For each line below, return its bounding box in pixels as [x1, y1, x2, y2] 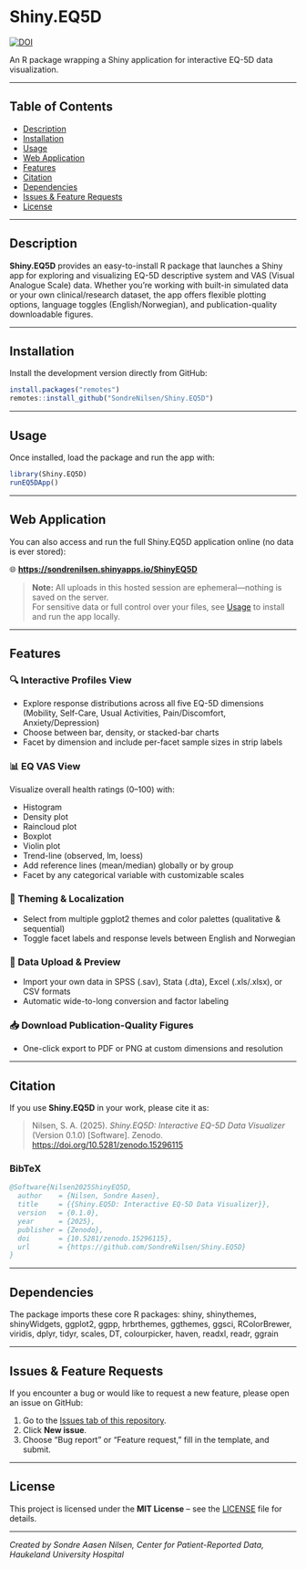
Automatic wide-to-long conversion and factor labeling [22, 996, 229, 1007]
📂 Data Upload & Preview [9, 956, 121, 968]
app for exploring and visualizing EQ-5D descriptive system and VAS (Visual [9, 269, 295, 280]
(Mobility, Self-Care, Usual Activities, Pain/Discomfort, [22, 707, 226, 718]
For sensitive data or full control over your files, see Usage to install [31, 601, 285, 612]
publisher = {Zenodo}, [17, 1225, 104, 1234]
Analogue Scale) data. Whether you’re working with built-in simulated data [9, 279, 289, 290]
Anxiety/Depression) [22, 717, 100, 728]
